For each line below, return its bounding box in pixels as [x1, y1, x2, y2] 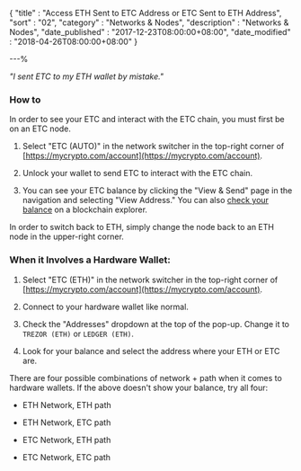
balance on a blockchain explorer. [22, 204, 148, 215]
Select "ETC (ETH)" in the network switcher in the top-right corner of [22, 274, 279, 285]
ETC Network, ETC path [22, 451, 111, 462]
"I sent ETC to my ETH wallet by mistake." [9, 71, 164, 82]
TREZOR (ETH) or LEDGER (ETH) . [22, 328, 135, 339]
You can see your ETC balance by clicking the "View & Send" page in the [22, 185, 293, 196]
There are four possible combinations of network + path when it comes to [9, 372, 283, 383]
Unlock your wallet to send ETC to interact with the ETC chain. [22, 168, 253, 179]
